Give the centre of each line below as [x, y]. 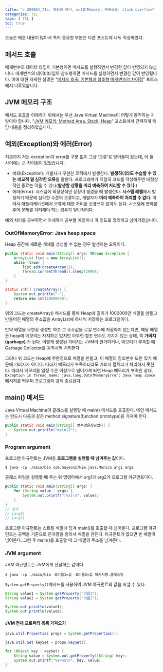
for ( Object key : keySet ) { [35, 652]
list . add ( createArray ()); [49, 267]
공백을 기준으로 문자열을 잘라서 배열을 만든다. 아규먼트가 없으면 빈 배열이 [87, 534]
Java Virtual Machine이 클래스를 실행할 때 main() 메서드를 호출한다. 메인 [75, 410]
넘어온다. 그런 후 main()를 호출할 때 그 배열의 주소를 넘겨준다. [63, 540]
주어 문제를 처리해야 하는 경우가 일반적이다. [53, 210]
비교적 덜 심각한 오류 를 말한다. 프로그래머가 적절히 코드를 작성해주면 [81, 179]
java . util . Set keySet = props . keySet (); [47, 642]
